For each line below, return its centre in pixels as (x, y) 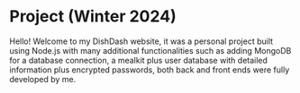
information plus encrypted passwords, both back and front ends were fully (150, 70)
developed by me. (43, 79)
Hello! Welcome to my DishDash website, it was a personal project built (141, 41)
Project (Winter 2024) (93, 17)
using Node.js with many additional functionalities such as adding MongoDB (150, 50)
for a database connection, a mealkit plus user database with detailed (139, 60)
